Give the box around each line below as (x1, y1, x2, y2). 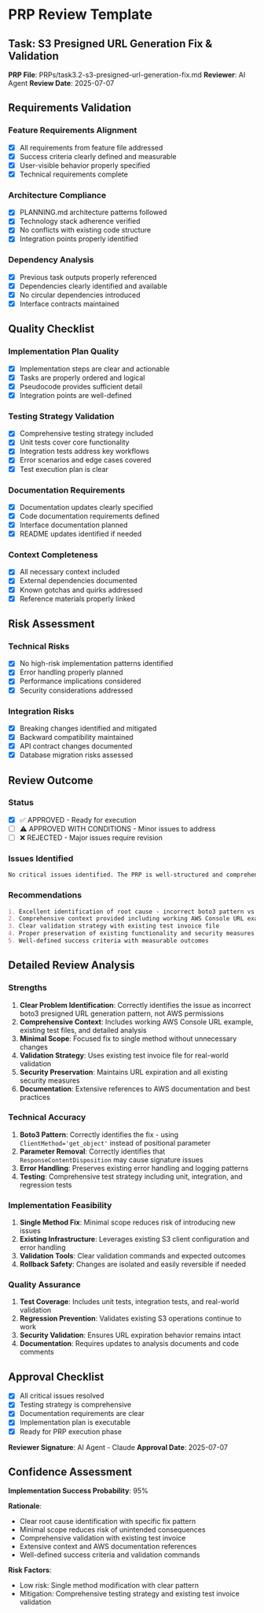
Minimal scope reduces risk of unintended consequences (19, 1525, 206, 1534)
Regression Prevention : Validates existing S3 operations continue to (19, 1314, 242, 1323)
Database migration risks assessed (19, 750, 134, 760)
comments (19, 1347, 54, 1357)
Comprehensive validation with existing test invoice (19, 1533, 186, 1543)
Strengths (8, 983, 47, 994)
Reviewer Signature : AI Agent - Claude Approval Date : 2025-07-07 (8, 1442, 228, 1451)
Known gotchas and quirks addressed (19, 585, 143, 594)
